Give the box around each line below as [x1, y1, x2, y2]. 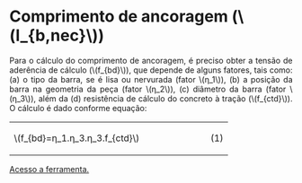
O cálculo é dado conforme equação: [9, 102, 147, 113]
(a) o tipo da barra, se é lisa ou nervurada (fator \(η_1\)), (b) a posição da [9, 74, 293, 84]
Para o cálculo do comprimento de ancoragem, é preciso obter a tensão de [9, 55, 293, 65]
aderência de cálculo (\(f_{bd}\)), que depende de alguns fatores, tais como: [9, 65, 293, 75]
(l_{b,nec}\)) [9, 25, 105, 46]
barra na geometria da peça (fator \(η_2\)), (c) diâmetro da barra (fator [9, 83, 287, 94]
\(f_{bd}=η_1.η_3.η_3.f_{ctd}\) [13, 132, 140, 144]
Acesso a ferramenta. [9, 163, 90, 174]
